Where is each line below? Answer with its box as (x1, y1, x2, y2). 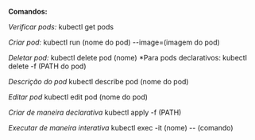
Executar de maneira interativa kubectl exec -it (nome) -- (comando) (8, 123, 234, 132)
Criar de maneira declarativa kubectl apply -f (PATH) (8, 107, 182, 117)
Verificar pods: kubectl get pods (8, 22, 114, 31)
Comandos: (8, 7, 48, 16)
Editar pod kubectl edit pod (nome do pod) (8, 92, 149, 102)
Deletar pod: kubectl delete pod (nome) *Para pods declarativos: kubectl (8, 53, 248, 62)
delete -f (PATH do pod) (8, 61, 87, 71)
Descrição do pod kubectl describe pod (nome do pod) (8, 77, 189, 86)
